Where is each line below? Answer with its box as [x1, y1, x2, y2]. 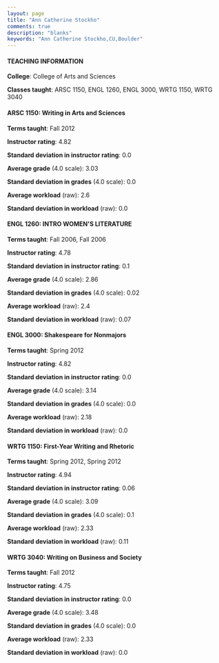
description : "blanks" [7, 29, 72, 36]
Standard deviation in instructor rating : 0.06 [7, 484, 136, 492]
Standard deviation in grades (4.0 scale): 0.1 [7, 511, 134, 519]
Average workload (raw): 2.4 [7, 302, 91, 310]
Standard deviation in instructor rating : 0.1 [7, 262, 130, 270]
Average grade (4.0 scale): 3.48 [7, 609, 98, 617]
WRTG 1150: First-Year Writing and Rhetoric [7, 442, 135, 450]
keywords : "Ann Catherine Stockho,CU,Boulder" [7, 36, 143, 43]
